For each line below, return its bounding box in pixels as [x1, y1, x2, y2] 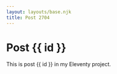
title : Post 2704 [6, 15, 50, 21]
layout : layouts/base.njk [6, 8, 71, 15]
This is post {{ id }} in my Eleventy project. [6, 61, 112, 68]
